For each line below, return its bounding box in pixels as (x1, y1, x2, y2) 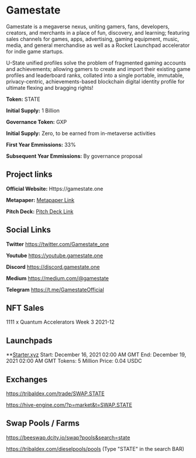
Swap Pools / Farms (6, 418, 80, 429)
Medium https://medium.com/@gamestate (6, 274, 109, 282)
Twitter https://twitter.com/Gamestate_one (6, 240, 109, 247)
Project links (6, 170, 53, 180)
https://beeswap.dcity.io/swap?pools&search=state (6, 434, 130, 441)
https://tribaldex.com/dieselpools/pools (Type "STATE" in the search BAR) (6, 445, 184, 452)
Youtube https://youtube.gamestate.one (6, 252, 104, 259)
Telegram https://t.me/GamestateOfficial (6, 286, 104, 293)
